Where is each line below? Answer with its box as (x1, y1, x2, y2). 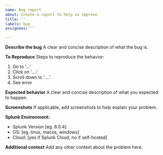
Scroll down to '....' (12, 74, 51, 80)
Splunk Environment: (5, 114, 50, 120)
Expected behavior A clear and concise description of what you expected (5, 89, 158, 95)
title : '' (5, 17, 26, 22)
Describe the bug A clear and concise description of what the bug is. (5, 44, 148, 50)
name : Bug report (5, 7, 42, 13)
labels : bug (5, 21, 30, 27)
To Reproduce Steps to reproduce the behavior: (5, 54, 104, 60)
